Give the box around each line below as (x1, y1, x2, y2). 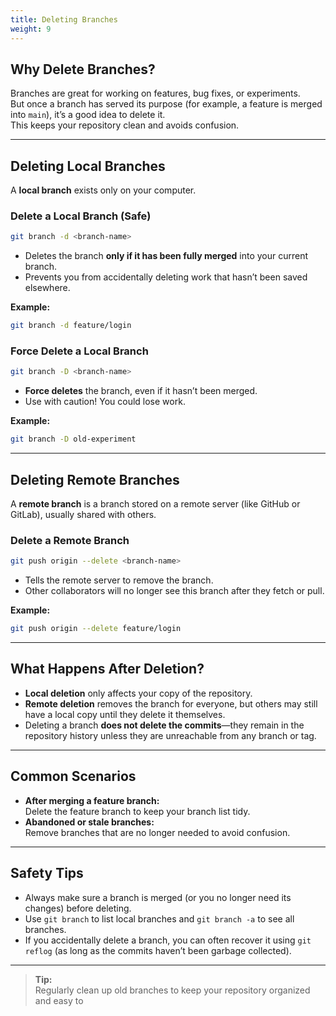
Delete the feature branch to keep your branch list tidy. (24, 805, 251, 817)
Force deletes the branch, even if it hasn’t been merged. (24, 385, 258, 397)
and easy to (34, 994, 84, 1006)
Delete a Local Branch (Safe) (10, 209, 152, 223)
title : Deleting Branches (10, 14, 118, 25)
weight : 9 (10, 24, 52, 34)
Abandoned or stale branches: (24, 816, 155, 828)
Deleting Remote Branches (10, 471, 180, 488)
